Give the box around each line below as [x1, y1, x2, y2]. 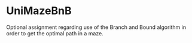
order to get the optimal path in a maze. [6, 29, 103, 37]
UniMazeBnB [6, 4, 72, 18]
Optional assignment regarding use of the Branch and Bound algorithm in [6, 24, 187, 31]
